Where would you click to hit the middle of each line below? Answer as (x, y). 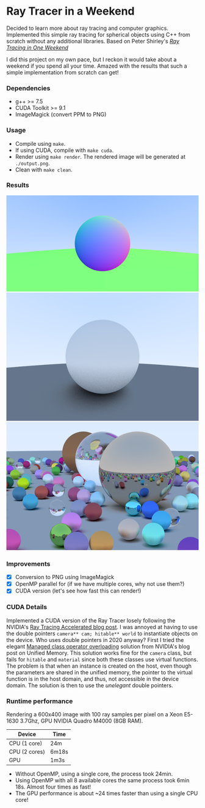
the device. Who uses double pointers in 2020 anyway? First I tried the (95, 640)
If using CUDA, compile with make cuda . (64, 150)
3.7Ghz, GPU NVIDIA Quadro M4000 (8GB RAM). (81, 721)
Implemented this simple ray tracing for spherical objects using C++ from (98, 34)
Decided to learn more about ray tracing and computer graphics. (88, 28)
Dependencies (28, 88)
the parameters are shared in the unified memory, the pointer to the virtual (100, 672)
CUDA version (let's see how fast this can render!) (78, 591)
